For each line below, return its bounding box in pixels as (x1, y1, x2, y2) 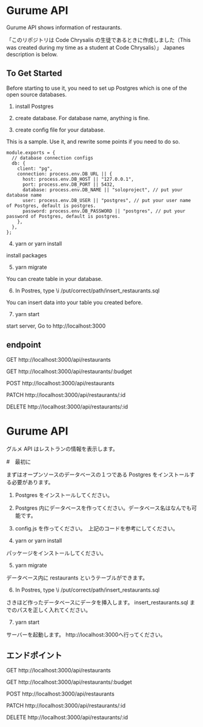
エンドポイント (6, 650, 62, 660)
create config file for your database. (15, 126, 105, 134)
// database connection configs (12, 155, 94, 161)
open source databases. (6, 90, 67, 98)
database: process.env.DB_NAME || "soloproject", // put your (22, 186, 183, 193)
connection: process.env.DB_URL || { (17, 171, 113, 177)
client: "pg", (17, 165, 53, 172)
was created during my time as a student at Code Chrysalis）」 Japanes (6, 44, 185, 51)
